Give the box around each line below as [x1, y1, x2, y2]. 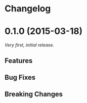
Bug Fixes [4, 73, 36, 82]
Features [4, 56, 33, 65]
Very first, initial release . [4, 42, 54, 48]
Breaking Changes [4, 90, 63, 99]
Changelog [4, 3, 51, 14]
